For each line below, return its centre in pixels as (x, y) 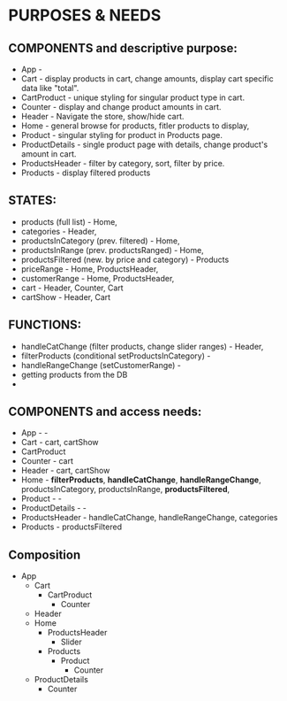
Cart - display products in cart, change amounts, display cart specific (147, 79)
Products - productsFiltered (72, 527)
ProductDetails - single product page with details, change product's (144, 144)
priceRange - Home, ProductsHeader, (90, 269)
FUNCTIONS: (45, 325)
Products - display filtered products (86, 173)
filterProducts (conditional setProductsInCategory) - (116, 356)
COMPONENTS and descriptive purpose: (123, 48)
